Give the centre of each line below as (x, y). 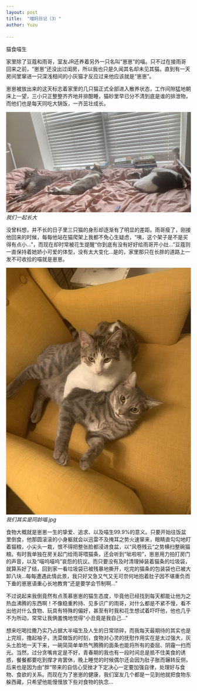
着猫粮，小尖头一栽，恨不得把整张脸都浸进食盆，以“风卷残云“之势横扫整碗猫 (98, 547)
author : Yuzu (22, 25)
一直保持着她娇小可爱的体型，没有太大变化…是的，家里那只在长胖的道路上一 (98, 252)
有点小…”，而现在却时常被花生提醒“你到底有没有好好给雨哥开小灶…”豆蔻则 (101, 244)
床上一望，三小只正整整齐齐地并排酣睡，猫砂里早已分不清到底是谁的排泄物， (98, 96)
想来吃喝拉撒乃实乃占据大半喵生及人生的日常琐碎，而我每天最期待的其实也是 (98, 630)
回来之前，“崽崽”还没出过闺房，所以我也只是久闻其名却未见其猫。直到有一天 (98, 69)
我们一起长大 (21, 217)
